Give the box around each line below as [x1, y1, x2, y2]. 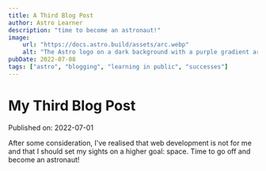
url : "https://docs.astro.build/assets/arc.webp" [22, 41, 190, 49]
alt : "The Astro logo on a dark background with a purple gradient [22, 48, 249, 56]
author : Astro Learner [8, 19, 83, 27]
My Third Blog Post [8, 96, 136, 114]
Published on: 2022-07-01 [8, 123, 93, 132]
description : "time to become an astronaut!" [8, 26, 161, 34]
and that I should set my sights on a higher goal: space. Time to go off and [8, 147, 251, 156]
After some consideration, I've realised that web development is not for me [8, 138, 252, 147]
